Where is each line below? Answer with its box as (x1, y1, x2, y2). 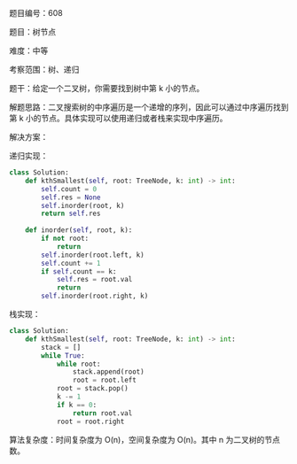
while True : (41, 351, 86, 360)
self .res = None (41, 193, 101, 202)
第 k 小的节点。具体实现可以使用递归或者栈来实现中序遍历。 (9, 113, 228, 123)
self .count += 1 (41, 259, 101, 267)
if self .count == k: (41, 267, 117, 276)
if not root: (41, 234, 90, 243)
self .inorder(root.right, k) (41, 291, 149, 301)
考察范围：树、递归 (9, 65, 80, 74)
